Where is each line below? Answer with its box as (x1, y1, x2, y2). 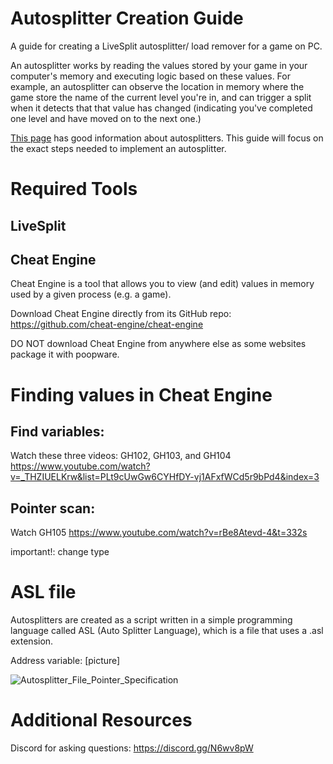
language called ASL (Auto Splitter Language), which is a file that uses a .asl (10, 625, 324, 637)
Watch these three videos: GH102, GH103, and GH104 (10, 450, 232, 462)
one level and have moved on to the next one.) (10, 112, 202, 124)
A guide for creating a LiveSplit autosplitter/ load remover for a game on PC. (10, 40, 323, 52)
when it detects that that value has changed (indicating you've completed (10, 102, 313, 114)
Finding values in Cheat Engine (10, 383, 273, 406)
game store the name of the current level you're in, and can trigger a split (10, 91, 312, 103)
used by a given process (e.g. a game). (10, 288, 172, 301)
